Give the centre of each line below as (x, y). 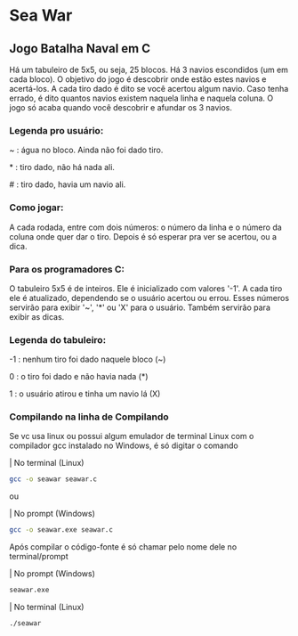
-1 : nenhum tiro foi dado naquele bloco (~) (88, 359)
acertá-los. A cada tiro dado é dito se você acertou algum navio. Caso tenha (149, 89)
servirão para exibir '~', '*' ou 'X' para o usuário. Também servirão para (140, 307)
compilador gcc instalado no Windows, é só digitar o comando (124, 445)
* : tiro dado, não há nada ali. (62, 167)
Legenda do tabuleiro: (58, 339)
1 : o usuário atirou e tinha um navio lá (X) (85, 394)
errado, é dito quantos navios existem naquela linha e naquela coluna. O (141, 98)
